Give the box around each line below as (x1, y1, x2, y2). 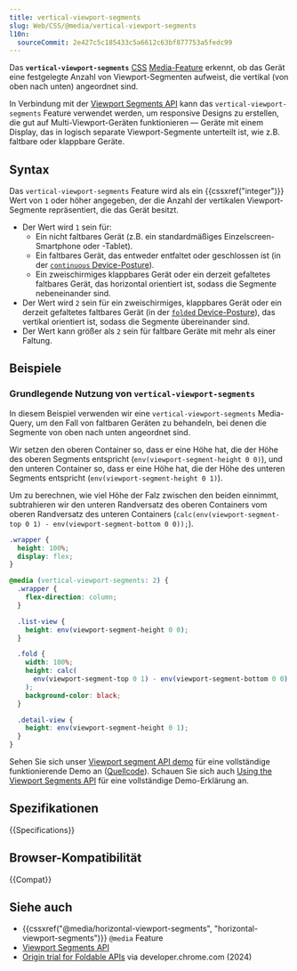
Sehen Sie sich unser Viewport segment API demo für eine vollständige (9, 757, 271, 766)
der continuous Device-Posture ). (35, 260, 155, 271)
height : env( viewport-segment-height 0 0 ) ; (25, 625, 189, 635)
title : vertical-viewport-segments (9, 12, 141, 22)
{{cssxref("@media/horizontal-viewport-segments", (21, 923, 213, 935)
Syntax (9, 162, 50, 177)
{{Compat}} (9, 874, 52, 885)
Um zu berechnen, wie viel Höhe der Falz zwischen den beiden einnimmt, (9, 490, 279, 500)
